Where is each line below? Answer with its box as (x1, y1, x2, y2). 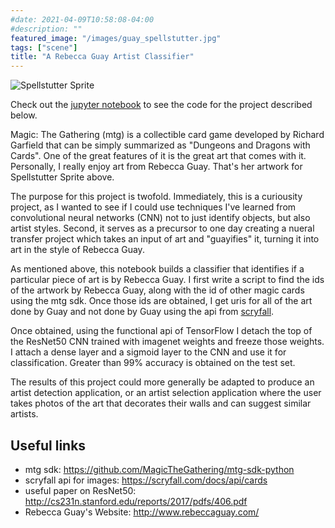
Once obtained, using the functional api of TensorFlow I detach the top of (10, 325, 313, 337)
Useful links (10, 437, 87, 454)
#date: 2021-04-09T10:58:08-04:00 (10, 14, 155, 25)
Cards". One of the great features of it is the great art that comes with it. (10, 150, 307, 162)
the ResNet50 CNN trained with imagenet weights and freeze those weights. (10, 336, 325, 348)
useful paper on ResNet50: (24, 484, 137, 496)
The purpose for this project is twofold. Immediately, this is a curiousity (10, 191, 303, 203)
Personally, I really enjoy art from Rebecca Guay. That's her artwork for (10, 161, 303, 173)
